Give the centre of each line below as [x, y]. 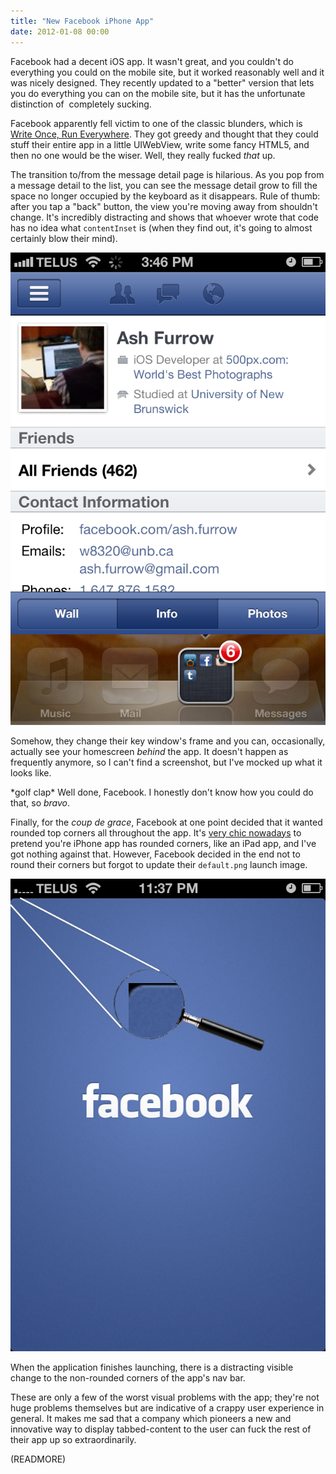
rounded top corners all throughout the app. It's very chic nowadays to [156, 832]
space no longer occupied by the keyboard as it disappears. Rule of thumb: [165, 196]
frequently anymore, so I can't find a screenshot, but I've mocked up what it [166, 762]
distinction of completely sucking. [81, 104]
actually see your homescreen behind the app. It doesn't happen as [149, 751]
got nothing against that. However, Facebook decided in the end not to [155, 854]
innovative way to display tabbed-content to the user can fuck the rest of [161, 1429]
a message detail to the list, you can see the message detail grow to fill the [164, 185]
